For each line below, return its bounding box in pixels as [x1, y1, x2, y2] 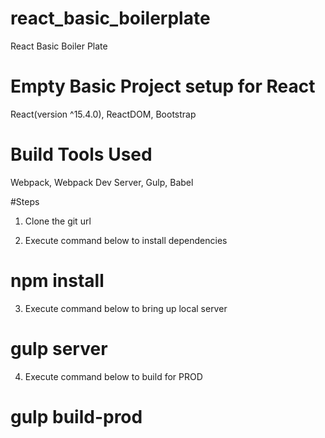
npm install [10, 270, 105, 292]
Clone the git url [24, 215, 92, 227]
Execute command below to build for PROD [24, 370, 203, 382]
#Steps [10, 195, 40, 207]
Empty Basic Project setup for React [10, 75, 316, 98]
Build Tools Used [10, 143, 153, 166]
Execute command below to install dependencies [24, 234, 228, 246]
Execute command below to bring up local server [24, 302, 228, 314]
